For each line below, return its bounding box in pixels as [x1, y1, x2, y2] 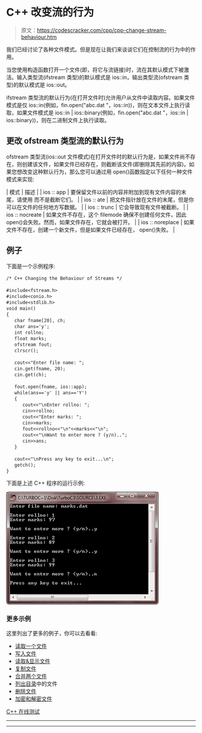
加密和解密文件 [14, 695, 52, 702]
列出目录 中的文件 [14, 680, 58, 687]
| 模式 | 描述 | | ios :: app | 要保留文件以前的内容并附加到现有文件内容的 [6, 188, 182, 196]
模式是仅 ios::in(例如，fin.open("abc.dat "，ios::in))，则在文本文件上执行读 [6, 101, 191, 108]
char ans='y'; [14, 323, 50, 329]
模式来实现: [6, 175, 35, 182]
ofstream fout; [14, 342, 52, 348]
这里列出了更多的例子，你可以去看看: [6, 629, 98, 637]
